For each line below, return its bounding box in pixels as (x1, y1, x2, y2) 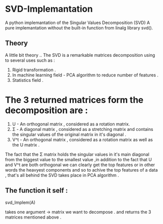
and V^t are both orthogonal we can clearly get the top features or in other (5, 162, 155, 168)
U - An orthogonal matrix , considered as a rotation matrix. (12, 121, 130, 127)
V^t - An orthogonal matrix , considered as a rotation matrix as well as (12, 136, 153, 143)
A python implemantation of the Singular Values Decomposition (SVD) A (5, 20, 150, 25)
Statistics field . (12, 77, 44, 83)
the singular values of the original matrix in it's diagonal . (12, 131, 126, 137)
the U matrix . (12, 142, 40, 148)
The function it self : (5, 186, 68, 195)
